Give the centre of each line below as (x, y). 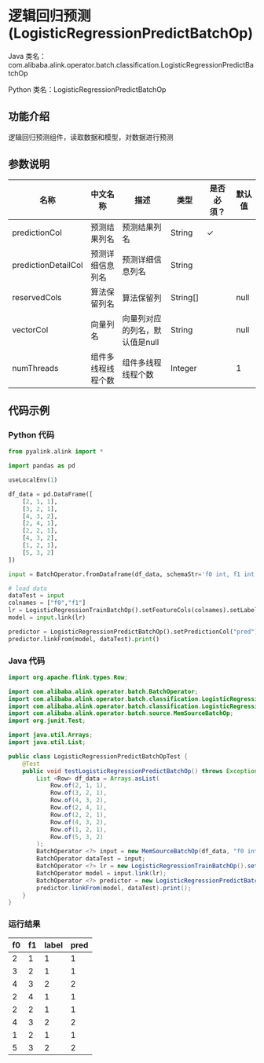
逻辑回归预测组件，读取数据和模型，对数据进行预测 (91, 137)
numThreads (35, 368)
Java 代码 (27, 661)
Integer (183, 368)
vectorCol (30, 329)
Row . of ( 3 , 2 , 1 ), (79, 793)
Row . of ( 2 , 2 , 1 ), (79, 815)
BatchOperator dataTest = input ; (91, 859)
